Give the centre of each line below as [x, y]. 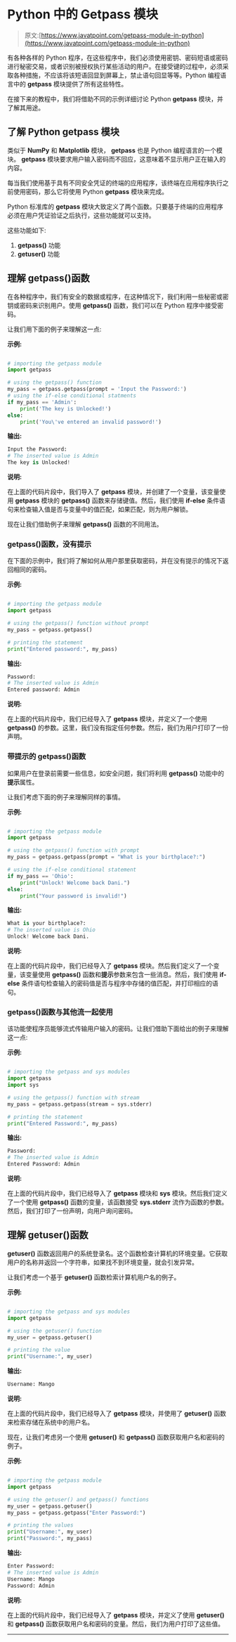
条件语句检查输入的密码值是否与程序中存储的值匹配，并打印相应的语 [120, 983]
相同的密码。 [32, 569]
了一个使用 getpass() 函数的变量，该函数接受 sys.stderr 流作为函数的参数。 [118, 1202]
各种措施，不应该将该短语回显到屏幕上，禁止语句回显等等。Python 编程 [117, 75]
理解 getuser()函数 [48, 1235]
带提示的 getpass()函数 [47, 756]
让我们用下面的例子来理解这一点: [54, 329]
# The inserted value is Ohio [52, 930]
